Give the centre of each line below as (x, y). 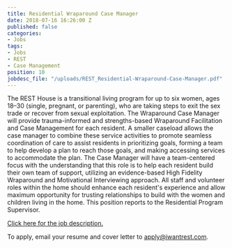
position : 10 (26, 72)
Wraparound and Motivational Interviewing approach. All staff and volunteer (116, 180)
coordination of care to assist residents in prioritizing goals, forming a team (115, 143)
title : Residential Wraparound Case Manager (73, 14)
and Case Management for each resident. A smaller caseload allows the (110, 128)
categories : (24, 33)
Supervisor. (24, 210)
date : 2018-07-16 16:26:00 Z (49, 20)
